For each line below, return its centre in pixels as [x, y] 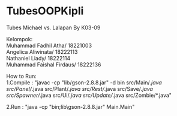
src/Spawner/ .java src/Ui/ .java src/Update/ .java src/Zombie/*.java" [89, 95]
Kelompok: [19, 39]
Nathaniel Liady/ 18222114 [38, 58]
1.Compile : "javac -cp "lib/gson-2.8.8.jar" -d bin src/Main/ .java [84, 83]
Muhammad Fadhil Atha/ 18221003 [49, 45]
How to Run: [22, 76]
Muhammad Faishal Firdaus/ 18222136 [54, 65]
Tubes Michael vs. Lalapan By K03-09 [53, 28]
